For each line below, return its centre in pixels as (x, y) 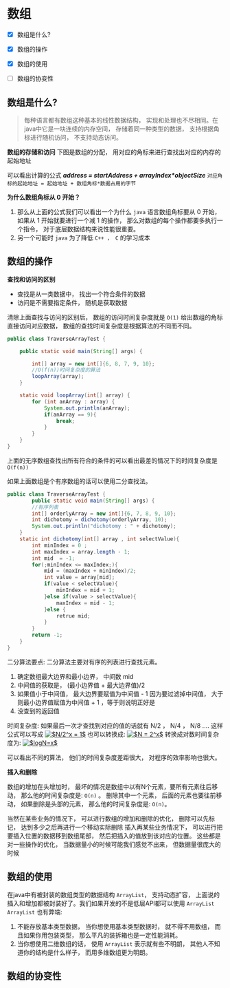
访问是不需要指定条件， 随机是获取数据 (72, 302)
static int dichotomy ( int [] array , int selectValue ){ (100, 539)
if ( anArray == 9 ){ (70, 414)
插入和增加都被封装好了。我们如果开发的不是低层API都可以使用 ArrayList (111, 903)
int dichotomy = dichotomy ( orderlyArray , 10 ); (100, 520)
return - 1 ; (47, 635)
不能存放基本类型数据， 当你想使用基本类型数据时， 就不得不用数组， (115, 926)
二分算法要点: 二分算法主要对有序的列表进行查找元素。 (84, 662)
